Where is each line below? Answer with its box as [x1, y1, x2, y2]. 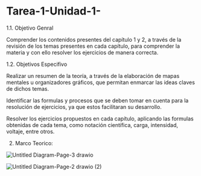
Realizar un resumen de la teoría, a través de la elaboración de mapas [6, 72, 180, 79]
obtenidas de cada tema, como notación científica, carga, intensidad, [6, 121, 179, 128]
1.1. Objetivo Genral [6, 24, 54, 31]
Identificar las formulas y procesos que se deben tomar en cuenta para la [6, 97, 189, 104]
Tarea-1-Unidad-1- [6, 4, 101, 18]
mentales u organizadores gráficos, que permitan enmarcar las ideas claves [6, 79, 195, 86]
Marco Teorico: [14, 139, 53, 146]
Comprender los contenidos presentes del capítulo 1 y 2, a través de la [6, 36, 182, 43]
